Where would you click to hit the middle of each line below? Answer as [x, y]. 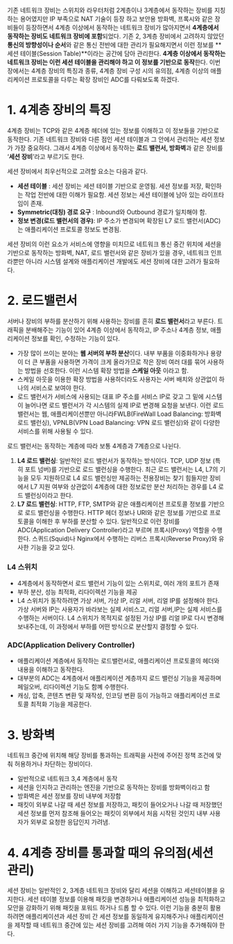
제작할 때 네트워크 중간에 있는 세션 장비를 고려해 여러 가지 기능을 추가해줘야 [116, 925]
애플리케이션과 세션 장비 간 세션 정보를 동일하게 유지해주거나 [107, 916]
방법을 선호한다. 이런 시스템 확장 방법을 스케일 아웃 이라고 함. [107, 370]
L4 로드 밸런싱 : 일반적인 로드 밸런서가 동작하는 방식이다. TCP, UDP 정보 [114, 460]
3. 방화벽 [31, 735]
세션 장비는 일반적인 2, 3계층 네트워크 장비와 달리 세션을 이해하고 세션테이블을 [113, 891]
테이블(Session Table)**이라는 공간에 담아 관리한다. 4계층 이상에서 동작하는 [123, 53]
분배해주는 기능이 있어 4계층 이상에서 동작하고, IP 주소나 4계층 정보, [117, 330]
